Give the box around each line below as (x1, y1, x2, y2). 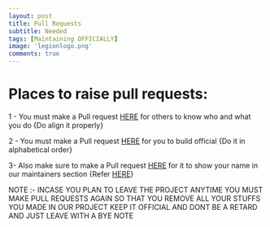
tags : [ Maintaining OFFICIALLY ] (8, 34, 118, 43)
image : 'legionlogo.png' (8, 42, 93, 50)
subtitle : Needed (8, 27, 67, 35)
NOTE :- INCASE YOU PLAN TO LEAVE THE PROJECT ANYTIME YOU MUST (8, 185, 263, 194)
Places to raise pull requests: (8, 85, 208, 103)
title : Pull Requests (8, 20, 82, 28)
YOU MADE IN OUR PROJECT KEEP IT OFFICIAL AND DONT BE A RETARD (8, 202, 258, 212)
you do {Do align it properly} (8, 120, 104, 130)
